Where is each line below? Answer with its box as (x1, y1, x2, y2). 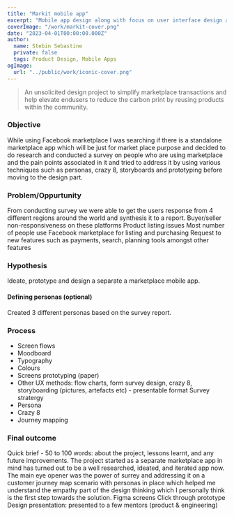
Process (7, 325, 36, 335)
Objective (7, 120, 41, 130)
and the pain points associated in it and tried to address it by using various (7, 158, 221, 166)
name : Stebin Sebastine (13, 43, 82, 50)
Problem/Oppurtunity (7, 190, 82, 200)
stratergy (17, 393, 44, 401)
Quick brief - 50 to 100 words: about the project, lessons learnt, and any (7, 449, 214, 457)
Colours (17, 364, 40, 372)
